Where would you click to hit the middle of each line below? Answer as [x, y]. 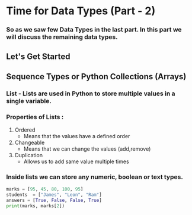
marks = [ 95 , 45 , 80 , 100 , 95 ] [45, 189]
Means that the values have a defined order [77, 136]
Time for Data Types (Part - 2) [81, 11]
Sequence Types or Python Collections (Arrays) [96, 77]
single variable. [29, 101]
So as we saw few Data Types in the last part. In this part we [94, 30]
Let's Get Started [38, 56]
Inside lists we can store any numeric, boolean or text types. [95, 177]
